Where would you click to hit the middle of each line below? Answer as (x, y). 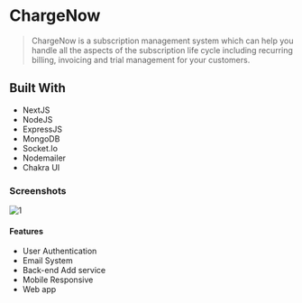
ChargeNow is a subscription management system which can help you (162, 41)
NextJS (36, 110)
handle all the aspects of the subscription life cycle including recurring (162, 50)
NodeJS (37, 119)
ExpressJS (42, 129)
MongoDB (41, 138)
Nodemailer (44, 158)
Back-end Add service (64, 271)
